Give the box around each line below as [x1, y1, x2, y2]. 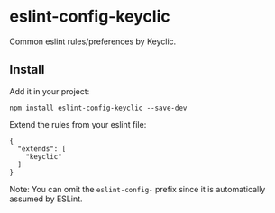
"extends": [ [17, 144, 67, 154]
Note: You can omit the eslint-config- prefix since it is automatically [9, 183, 266, 194]
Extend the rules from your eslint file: [9, 119, 147, 129]
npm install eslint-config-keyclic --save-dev [9, 103, 188, 112]
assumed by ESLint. [9, 193, 83, 204]
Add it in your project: [9, 85, 90, 96]
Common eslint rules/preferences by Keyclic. [9, 36, 177, 47]
